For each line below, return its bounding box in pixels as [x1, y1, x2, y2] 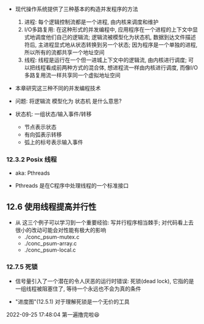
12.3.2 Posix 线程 [6, 155, 57, 163]
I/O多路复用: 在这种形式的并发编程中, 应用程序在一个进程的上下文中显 [24, 26, 199, 33]
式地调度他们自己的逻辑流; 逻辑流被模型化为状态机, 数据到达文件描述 [24, 33, 196, 41]
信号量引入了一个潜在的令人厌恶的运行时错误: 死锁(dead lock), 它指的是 [15, 278, 194, 285]
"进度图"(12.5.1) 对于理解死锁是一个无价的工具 [15, 298, 130, 306]
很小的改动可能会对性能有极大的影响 [15, 227, 107, 234]
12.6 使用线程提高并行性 [6, 202, 97, 212]
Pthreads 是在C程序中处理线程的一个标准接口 [15, 182, 129, 189]
